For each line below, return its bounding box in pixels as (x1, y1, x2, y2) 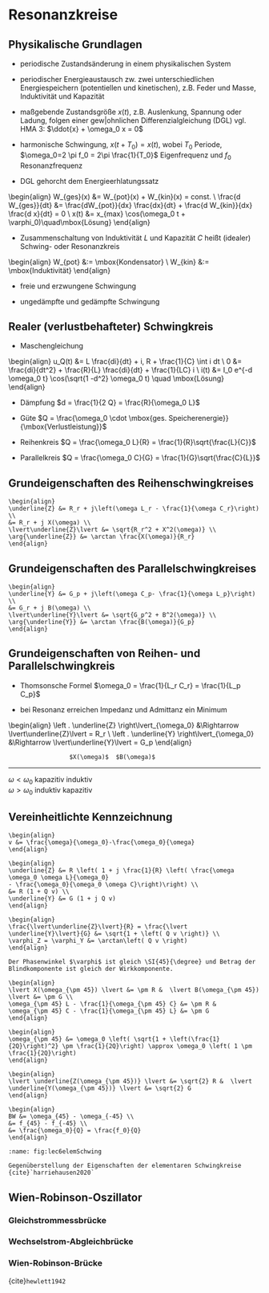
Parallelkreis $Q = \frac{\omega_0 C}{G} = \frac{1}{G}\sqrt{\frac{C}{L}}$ (19, 453, 261, 463)
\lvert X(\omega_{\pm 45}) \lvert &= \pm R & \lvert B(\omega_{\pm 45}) (8, 986, 260, 994)
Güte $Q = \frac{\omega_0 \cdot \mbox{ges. (19, 414, 167, 423)
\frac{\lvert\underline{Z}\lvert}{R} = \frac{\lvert (8, 923, 188, 931)
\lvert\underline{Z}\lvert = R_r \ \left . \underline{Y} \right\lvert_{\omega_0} (8, 728, 255, 738)
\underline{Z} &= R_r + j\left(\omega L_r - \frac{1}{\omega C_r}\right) (8, 504, 260, 513)
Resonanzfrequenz (19, 161, 83, 170)
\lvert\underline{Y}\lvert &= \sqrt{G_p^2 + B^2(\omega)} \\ (8, 611, 217, 619)
